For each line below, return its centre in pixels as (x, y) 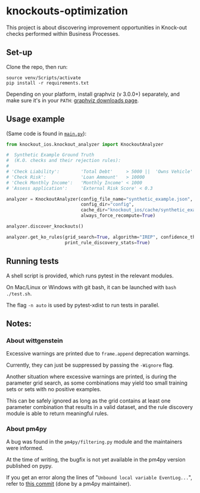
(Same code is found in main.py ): (46, 133)
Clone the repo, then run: (37, 67)
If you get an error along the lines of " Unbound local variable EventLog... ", (99, 478)
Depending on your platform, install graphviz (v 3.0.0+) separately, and (93, 94)
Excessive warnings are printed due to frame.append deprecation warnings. (98, 354)
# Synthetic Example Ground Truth (50, 155)
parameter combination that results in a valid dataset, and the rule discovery (100, 407)
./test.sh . (19, 294)
